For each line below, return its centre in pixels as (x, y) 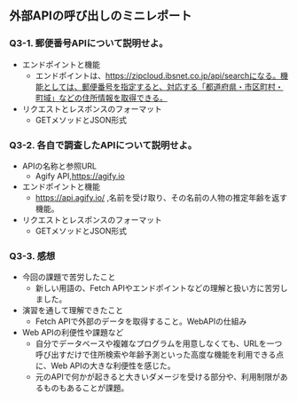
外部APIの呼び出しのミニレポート (101, 16)
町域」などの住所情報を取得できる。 (102, 98)
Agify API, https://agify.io (80, 176)
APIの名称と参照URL (59, 166)
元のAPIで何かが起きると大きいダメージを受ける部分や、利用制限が (158, 377)
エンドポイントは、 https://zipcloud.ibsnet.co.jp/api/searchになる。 (158, 75)
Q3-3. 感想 (32, 256)
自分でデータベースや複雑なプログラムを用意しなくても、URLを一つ (159, 343)
